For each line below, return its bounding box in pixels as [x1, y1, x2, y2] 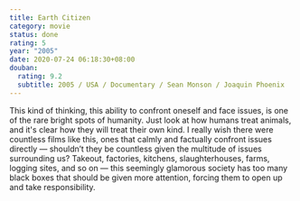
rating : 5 [9, 38, 47, 48]
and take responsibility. [9, 181, 97, 192]
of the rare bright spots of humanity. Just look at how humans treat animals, [9, 114, 292, 125]
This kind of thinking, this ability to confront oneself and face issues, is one [9, 105, 289, 115]
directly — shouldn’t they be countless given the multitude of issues [9, 143, 262, 154]
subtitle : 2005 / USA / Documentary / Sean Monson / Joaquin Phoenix [17, 80, 285, 89]
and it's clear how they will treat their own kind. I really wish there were [9, 123, 274, 135]
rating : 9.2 [17, 72, 63, 81]
